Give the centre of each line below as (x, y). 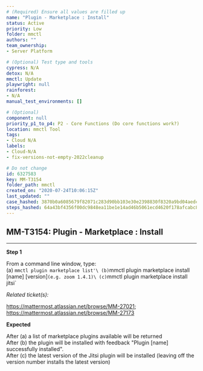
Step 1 (14, 252)
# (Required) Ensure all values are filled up (66, 12)
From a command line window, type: (51, 264)
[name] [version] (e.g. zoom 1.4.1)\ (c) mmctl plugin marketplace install (97, 277)
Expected (19, 324)
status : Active (25, 23)
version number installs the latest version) (58, 362)
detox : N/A (20, 73)
